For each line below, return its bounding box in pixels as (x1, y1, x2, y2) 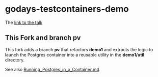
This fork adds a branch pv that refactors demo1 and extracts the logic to (5, 46, 153, 52)
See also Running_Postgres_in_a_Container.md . (5, 66, 101, 72)
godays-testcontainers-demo (5, 3, 129, 15)
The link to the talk (5, 19, 43, 25)
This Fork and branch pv (5, 34, 81, 42)
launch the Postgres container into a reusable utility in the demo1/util (5, 52, 145, 58)
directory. (5, 57, 25, 63)
